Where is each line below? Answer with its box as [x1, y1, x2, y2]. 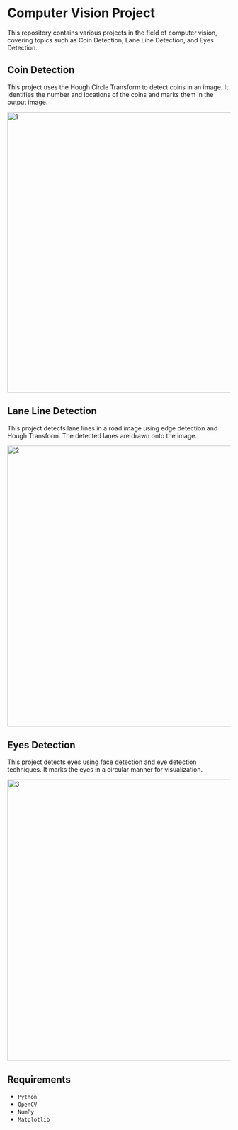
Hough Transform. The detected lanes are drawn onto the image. [7, 431, 197, 440]
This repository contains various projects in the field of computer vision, [7, 28, 217, 37]
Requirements [7, 1073, 71, 1085]
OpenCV [17, 1101, 38, 1109]
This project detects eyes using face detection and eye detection [7, 758, 197, 766]
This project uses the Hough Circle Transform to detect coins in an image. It [7, 83, 229, 91]
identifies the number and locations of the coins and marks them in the [7, 90, 214, 98]
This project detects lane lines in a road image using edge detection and [7, 423, 218, 433]
